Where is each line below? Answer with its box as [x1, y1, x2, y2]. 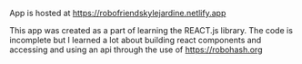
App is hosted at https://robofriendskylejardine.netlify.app [9, 8, 226, 18]
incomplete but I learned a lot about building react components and [9, 35, 262, 45]
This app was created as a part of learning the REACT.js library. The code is [9, 25, 294, 35]
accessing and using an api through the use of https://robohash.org [9, 44, 263, 55]
